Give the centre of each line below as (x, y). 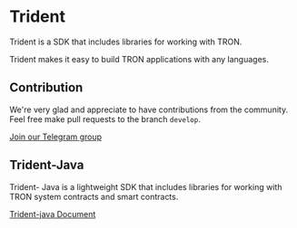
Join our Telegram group (56, 137)
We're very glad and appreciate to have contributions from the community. (149, 109)
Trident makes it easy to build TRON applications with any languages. (139, 59)
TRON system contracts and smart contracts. (94, 196)
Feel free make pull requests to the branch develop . (105, 119)
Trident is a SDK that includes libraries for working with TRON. (126, 42)
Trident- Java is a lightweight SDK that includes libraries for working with (146, 186)
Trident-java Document (53, 214)
